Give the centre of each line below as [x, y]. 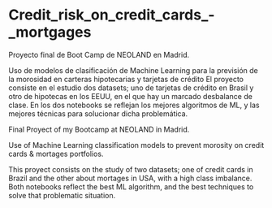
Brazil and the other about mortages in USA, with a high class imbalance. [130, 178]
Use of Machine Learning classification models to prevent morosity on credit [136, 145]
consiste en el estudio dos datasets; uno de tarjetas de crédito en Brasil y [131, 88]
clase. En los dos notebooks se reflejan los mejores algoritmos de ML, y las [134, 105]
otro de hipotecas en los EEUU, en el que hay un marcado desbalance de [131, 96]
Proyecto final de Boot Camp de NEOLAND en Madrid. [99, 54]
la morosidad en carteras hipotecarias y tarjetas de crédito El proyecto [126, 79]
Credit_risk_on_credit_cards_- [112, 15]
